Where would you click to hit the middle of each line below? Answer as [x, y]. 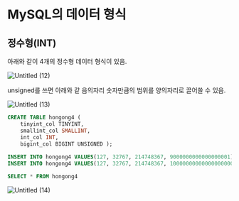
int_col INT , [39, 137]
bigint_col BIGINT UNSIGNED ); [67, 144]
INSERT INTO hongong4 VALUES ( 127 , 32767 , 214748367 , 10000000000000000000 [121, 164]
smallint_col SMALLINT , [55, 131]
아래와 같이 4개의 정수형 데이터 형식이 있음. [67, 61]
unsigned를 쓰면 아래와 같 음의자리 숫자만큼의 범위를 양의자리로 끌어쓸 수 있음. [117, 90]
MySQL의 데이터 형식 [67, 15]
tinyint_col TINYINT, [52, 124]
